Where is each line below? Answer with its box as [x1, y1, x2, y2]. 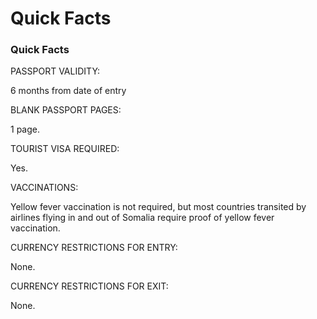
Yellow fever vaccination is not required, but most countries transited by [10, 201, 307, 213]
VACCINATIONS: [10, 182, 79, 194]
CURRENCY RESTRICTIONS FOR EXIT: [10, 280, 169, 292]
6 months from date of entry [10, 85, 127, 97]
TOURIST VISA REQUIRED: [10, 143, 120, 155]
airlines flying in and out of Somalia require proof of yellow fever [10, 212, 275, 224]
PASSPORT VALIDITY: [10, 65, 101, 77]
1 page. [10, 123, 40, 136]
